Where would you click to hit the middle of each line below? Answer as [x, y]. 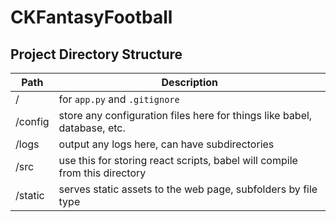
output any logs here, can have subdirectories [166, 144]
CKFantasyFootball [91, 17]
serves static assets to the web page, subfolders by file [188, 189]
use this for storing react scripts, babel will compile [178, 160]
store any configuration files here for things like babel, [185, 115]
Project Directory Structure [96, 54]
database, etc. [92, 128]
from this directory [102, 173]
